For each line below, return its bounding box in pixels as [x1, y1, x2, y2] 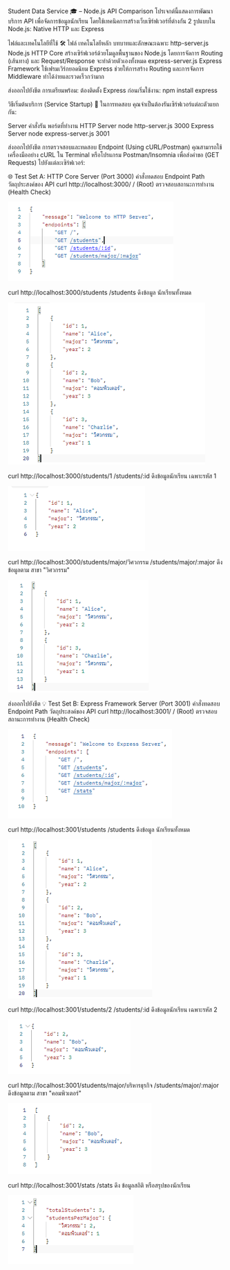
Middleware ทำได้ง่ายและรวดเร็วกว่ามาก [8, 73, 104, 80]
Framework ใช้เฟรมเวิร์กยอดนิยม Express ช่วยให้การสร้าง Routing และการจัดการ [8, 64, 204, 73]
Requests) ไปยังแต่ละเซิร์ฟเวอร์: [8, 159, 86, 166]
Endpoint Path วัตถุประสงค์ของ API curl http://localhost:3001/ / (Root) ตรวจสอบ [8, 707, 218, 715]
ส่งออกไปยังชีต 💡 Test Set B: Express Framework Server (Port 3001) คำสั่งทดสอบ [8, 699, 220, 708]
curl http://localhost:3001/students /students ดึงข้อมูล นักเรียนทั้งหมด [8, 825, 191, 834]
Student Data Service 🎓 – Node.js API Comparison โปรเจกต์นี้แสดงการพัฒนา [8, 7, 213, 15]
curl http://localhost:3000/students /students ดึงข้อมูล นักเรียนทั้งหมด [8, 288, 192, 296]
